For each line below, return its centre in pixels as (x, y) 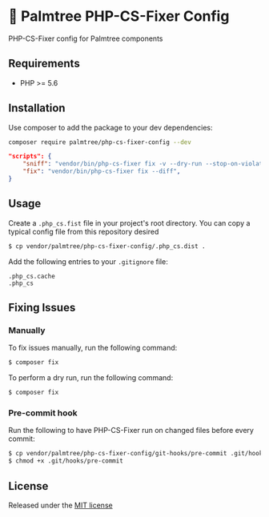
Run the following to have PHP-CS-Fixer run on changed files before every (131, 431)
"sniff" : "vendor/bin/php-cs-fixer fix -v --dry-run (112, 164)
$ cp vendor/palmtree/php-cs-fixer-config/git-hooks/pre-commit (118, 454)
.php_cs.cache (32, 276)
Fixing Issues (42, 308)
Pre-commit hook (43, 413)
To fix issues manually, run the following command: (93, 348)
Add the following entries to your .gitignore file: (88, 261)
